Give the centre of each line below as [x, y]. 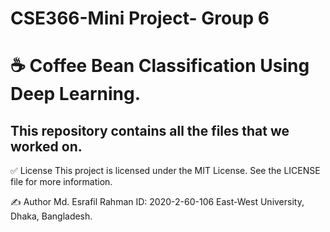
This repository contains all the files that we [150, 130]
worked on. [46, 146]
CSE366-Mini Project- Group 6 [140, 18]
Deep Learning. [76, 94]
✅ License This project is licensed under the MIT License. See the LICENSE [165, 171]
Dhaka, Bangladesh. [51, 216]
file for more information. [61, 182]
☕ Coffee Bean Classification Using [160, 66]
